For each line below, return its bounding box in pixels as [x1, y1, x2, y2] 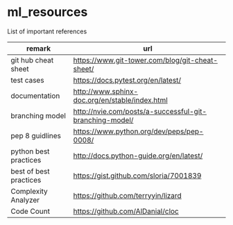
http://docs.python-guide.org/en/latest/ [73, 151, 203, 160]
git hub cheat [10, 55, 54, 65]
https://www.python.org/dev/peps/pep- [73, 126, 204, 136]
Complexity [10, 186, 49, 196]
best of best [10, 166, 50, 176]
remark [26, 43, 51, 53]
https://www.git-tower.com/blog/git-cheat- [73, 55, 218, 65]
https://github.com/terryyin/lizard [73, 190, 182, 200]
